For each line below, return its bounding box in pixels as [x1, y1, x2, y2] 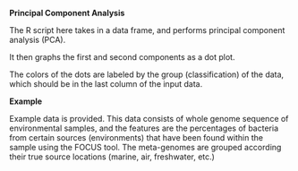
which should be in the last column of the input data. [9, 79, 203, 89]
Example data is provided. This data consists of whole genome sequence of [9, 114, 289, 124]
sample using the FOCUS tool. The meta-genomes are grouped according [9, 142, 282, 152]
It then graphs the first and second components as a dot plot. [9, 52, 235, 62]
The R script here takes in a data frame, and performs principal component [9, 25, 285, 35]
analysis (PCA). [9, 35, 66, 45]
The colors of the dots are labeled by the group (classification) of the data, [9, 69, 285, 80]
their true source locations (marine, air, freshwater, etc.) [9, 151, 215, 162]
